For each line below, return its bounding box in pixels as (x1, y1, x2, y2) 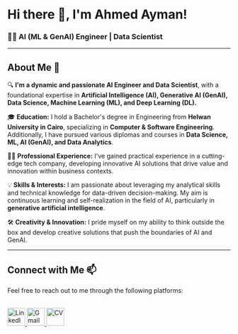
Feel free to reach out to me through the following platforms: (7, 286, 183, 295)
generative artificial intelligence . (7, 204, 106, 212)
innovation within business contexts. (7, 167, 114, 176)
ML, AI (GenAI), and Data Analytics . (7, 138, 114, 146)
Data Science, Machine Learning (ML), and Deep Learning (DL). (7, 99, 197, 107)
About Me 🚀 (7, 61, 60, 73)
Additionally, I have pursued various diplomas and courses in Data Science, (7, 131, 228, 139)
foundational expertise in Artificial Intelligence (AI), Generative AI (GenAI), (7, 91, 228, 99)
